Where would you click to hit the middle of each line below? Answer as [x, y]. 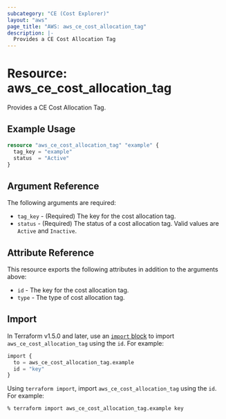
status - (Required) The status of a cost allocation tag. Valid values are [118, 224]
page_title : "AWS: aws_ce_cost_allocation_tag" [77, 26]
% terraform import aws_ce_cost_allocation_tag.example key [96, 409]
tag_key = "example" [43, 152]
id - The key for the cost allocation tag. [73, 290]
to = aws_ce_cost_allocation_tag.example [74, 362]
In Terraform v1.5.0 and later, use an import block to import [91, 336]
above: [17, 277]
